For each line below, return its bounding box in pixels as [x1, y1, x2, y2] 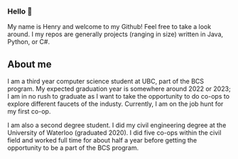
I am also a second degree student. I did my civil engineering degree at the [7, 121, 227, 130]
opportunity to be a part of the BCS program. [7, 143, 139, 152]
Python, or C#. [7, 38, 50, 46]
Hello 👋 [7, 6, 33, 16]
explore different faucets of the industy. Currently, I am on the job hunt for [7, 99, 224, 109]
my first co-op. [7, 107, 51, 116]
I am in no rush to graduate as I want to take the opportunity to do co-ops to [7, 92, 229, 101]
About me [7, 58, 52, 70]
